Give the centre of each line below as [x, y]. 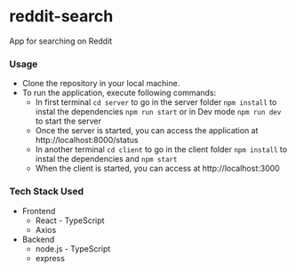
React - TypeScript [70, 220]
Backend [38, 239]
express [50, 258]
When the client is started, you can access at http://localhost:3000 [157, 168]
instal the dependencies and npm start [106, 159]
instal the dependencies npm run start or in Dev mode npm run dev [158, 112]
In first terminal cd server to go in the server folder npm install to [156, 102]
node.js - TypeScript [73, 248]
